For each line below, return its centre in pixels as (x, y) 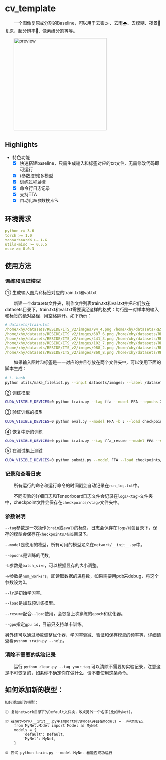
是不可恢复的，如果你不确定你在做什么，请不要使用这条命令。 (68, 673)
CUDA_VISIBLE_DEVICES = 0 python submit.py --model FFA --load (69, 460)
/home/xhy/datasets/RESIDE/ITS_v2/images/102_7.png (59, 343)
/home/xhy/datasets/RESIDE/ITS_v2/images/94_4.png (58, 329)
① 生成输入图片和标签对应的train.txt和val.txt (51, 292)
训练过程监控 (33, 182)
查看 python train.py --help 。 (36, 640)
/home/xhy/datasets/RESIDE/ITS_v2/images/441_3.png (59, 339)
